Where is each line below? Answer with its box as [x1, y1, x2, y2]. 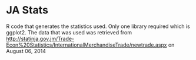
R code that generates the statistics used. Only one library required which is [6, 23, 190, 30]
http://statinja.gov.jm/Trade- [6, 35, 75, 42]
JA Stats [6, 3, 49, 17]
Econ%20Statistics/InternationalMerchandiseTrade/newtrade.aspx [6, 41, 167, 48]
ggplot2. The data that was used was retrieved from [6, 29, 132, 36]
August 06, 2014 [6, 47, 46, 54]
